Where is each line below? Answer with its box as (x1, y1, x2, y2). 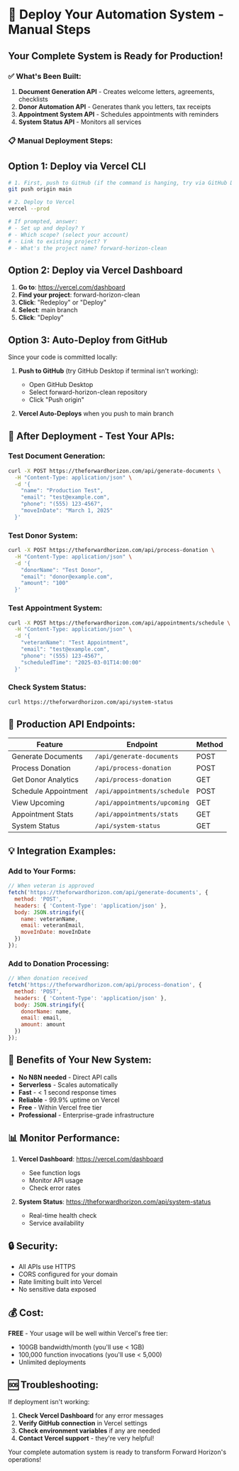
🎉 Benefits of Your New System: (8, 1054, 152, 1066)
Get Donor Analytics (11, 775, 79, 785)
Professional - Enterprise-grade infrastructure (18, 1110, 155, 1119)
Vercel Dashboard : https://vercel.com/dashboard (18, 1154, 164, 1163)
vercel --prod (8, 206, 50, 213)
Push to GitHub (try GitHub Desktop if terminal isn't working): (18, 366, 199, 376)
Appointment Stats (11, 809, 74, 819)
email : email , (21, 1014, 62, 1021)
